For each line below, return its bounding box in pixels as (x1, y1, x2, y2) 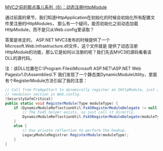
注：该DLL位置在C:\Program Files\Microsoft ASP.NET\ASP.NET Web (5, 66, 142, 71)
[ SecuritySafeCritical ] (5, 96, 53, 101)
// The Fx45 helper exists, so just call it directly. (22, 110, 136, 115)
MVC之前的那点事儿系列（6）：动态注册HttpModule (5, 4, 107, 10)
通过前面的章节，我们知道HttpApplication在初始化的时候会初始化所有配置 (5, 15, 151, 20)
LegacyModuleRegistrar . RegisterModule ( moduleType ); (22, 133, 130, 137)
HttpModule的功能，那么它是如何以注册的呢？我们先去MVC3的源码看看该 (5, 49, 152, 55)
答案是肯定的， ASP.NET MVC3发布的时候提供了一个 (5, 37, 110, 43)
